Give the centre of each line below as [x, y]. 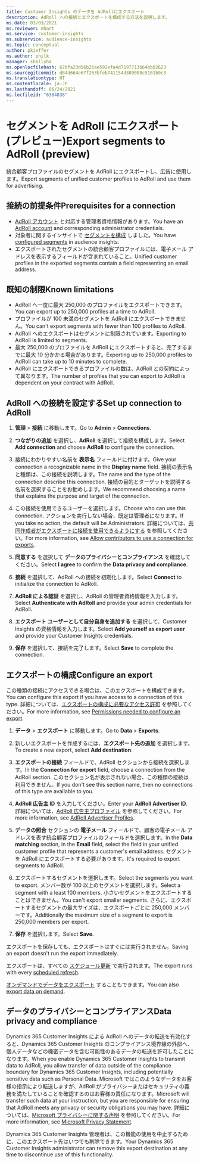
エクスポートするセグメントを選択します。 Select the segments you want [104, 877]
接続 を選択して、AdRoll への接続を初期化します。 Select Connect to [98, 577]
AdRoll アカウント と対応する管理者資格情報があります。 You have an [99, 221]
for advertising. [25, 185]
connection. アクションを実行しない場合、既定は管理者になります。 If [99, 516]
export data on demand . [36, 991]
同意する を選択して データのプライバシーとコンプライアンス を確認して [103, 557]
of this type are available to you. [54, 791]
